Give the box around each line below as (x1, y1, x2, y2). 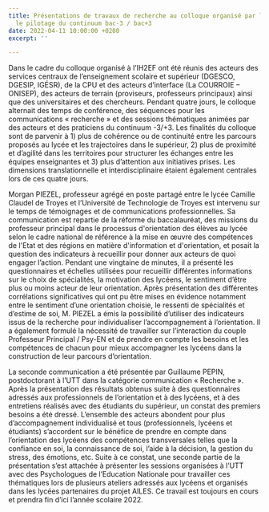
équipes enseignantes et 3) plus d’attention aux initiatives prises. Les (8, 157, 236, 167)
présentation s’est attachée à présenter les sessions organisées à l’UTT (8, 461, 244, 470)
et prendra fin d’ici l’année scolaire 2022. (8, 495, 144, 505)
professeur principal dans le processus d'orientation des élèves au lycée (8, 224, 248, 234)
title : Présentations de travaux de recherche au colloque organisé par (8, 11, 256, 20)
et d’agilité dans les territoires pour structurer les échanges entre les (8, 148, 234, 158)
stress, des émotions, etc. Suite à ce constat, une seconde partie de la (8, 453, 241, 462)
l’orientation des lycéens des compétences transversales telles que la (8, 435, 238, 445)
